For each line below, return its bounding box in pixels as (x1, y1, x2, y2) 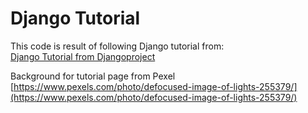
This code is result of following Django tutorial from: (10, 40, 225, 52)
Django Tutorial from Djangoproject (10, 50, 156, 62)
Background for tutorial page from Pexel (10, 70, 176, 82)
